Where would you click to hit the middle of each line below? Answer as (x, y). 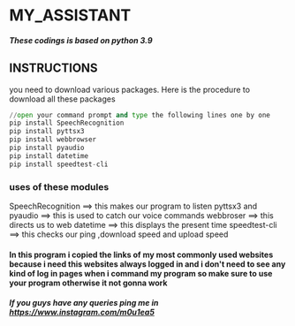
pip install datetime (49, 155)
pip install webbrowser (53, 140)
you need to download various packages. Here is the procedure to (129, 89)
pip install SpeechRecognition (67, 123)
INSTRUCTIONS (54, 68)
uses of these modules (59, 186)
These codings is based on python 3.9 (81, 40)
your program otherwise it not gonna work (88, 283)
